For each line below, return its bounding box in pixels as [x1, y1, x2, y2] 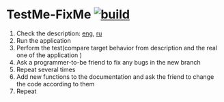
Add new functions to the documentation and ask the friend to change [16, 72, 214, 81]
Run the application [16, 36, 71, 44]
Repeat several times [16, 65, 76, 73]
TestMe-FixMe [6, 7, 92, 22]
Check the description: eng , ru [16, 29, 102, 37]
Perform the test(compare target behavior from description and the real [16, 44, 218, 52]
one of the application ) [16, 51, 83, 59]
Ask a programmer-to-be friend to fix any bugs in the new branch [16, 58, 201, 66]
